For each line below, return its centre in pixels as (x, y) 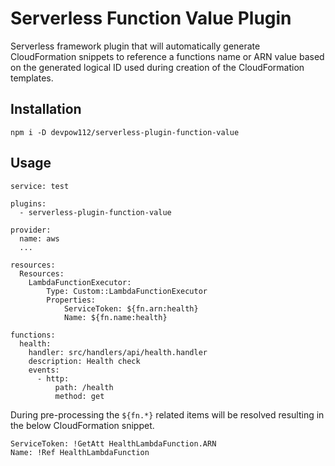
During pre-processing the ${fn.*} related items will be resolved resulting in (167, 414)
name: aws (39, 238)
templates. (32, 78)
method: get (79, 396)
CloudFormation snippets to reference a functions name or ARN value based (167, 56)
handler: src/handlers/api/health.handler (118, 352)
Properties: (71, 300)
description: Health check (84, 361)
